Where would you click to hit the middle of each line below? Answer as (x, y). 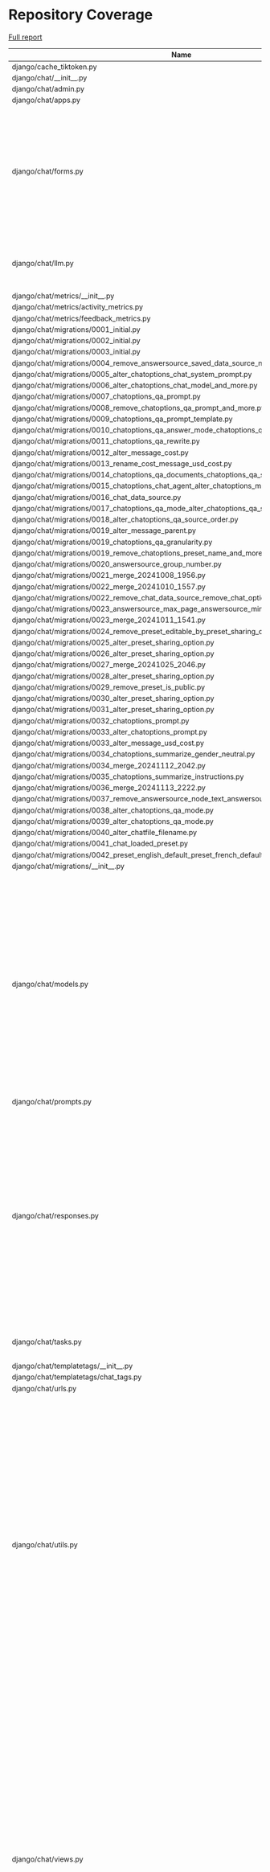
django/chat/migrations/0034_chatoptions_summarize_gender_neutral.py (133, 754)
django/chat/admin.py (48, 89)
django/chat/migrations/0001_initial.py (76, 329)
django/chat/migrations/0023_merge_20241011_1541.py (109, 620)
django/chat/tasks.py (47, 1342)
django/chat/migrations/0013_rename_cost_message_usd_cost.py (122, 463)
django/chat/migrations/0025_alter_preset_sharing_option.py (113, 642)
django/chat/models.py (50, 984)
